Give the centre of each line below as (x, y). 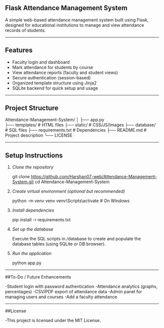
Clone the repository (33, 167)
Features (19, 50)
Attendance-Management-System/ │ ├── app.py (55, 120)
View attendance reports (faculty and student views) (65, 72)
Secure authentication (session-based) (51, 77)
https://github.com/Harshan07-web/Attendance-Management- (94, 177)
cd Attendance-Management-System (72, 182)
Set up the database (33, 229)
